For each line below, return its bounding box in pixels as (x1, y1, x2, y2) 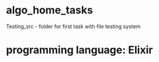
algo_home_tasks (6, 4, 94, 17)
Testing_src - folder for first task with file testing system (6, 23, 141, 30)
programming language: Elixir (6, 43, 153, 57)
